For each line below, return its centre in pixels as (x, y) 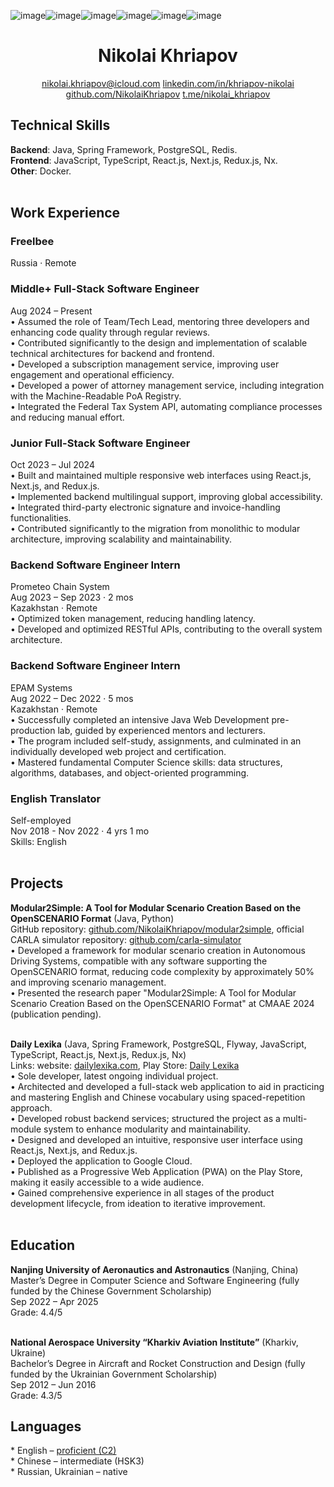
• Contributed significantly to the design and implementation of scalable (159, 342)
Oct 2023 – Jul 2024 (52, 465)
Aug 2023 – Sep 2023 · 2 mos (72, 597)
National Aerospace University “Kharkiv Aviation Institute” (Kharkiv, (154, 1342)
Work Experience (65, 213)
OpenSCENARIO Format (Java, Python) (92, 918)
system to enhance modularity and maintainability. (147, 1129)
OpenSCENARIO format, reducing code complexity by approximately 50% (162, 971)
